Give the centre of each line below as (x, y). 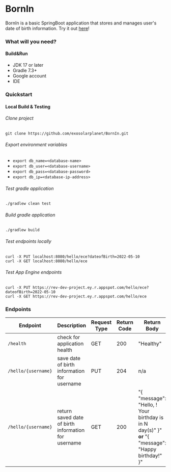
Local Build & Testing (28, 106)
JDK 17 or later (28, 65)
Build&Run (17, 53)
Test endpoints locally (28, 241)
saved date (70, 418)
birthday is (151, 418)
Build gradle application (30, 215)
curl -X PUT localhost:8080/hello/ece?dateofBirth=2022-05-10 (73, 257)
